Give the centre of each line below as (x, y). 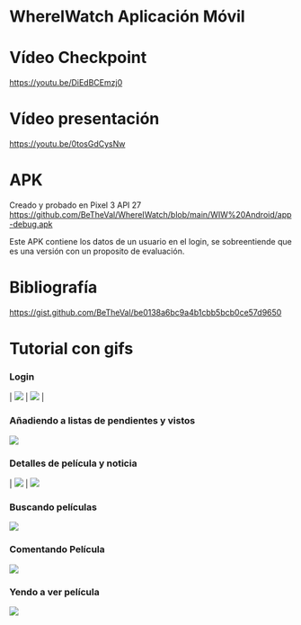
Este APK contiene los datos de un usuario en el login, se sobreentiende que (150, 241)
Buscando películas (53, 507)
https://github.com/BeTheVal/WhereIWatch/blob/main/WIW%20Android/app (150, 214)
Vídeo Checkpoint (78, 58)
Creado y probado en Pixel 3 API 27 (75, 205)
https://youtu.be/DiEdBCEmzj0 (66, 83)
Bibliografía (53, 287)
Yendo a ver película (55, 592)
